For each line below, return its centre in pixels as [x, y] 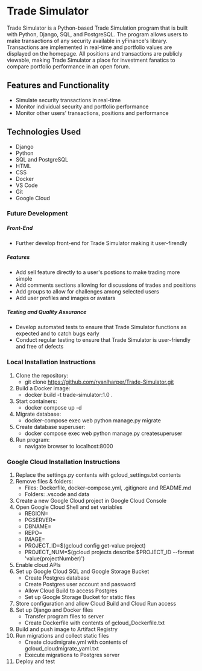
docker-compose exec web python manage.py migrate [93, 420]
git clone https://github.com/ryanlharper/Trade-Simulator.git [99, 382]
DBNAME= [38, 526]
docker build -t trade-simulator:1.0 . [69, 394]
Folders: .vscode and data [57, 494]
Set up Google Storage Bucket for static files [80, 597]
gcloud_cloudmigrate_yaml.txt [62, 648]
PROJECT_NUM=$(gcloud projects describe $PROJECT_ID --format [109, 552]
